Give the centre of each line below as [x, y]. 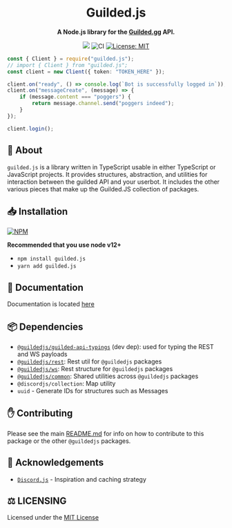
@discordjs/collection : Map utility [66, 383]
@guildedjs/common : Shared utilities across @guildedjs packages [108, 376]
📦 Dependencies [45, 327]
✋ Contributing [40, 414]
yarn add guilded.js [47, 266]
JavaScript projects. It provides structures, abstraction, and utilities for [107, 174]
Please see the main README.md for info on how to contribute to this [106, 433]
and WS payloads [42, 354]
